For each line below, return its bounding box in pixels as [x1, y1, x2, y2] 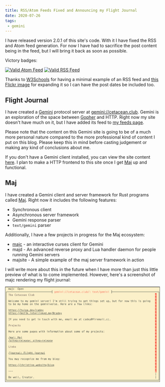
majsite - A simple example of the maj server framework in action [12, 257, 144, 263]
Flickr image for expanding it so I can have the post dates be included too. [5, 82, 155, 88]
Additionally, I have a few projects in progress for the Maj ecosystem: [5, 231, 145, 238]
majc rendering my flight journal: [5, 276, 71, 282]
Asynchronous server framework [12, 212, 80, 218]
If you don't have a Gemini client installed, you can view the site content [5, 154, 151, 160]
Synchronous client [12, 206, 52, 212]
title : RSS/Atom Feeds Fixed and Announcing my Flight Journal [5, 8, 137, 13]
